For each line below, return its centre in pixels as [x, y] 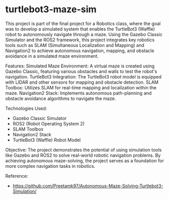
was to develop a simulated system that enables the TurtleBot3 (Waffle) [80, 29]
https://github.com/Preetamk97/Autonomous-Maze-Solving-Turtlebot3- [88, 186]
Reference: [17, 176]
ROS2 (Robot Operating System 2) [49, 123]
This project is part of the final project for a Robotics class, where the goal [83, 23]
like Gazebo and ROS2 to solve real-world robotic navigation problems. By [83, 155]
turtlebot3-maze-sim [51, 9]
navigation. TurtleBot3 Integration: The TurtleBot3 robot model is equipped [83, 77]
